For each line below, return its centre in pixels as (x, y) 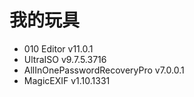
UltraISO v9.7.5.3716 (65, 59)
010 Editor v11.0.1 (58, 48)
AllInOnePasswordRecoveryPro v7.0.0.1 (104, 70)
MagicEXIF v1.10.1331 (67, 80)
